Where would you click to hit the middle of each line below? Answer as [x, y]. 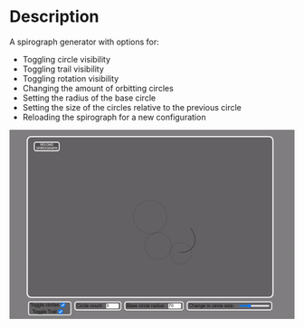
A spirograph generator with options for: [85, 42]
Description [54, 17]
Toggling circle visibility [66, 59]
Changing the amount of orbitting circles [98, 88]
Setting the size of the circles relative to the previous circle [132, 107]
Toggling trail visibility [63, 69]
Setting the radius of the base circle [89, 98]
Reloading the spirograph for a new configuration [114, 117]
